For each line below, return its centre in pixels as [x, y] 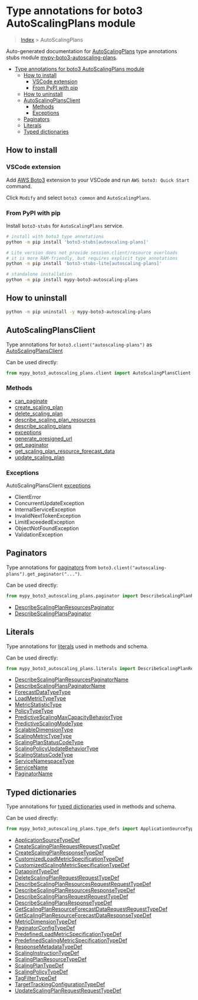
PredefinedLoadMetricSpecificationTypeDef [68, 934]
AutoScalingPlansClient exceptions [49, 486]
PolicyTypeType [34, 711]
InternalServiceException [45, 509]
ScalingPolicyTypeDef [41, 972]
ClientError [28, 497]
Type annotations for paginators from [52, 567]
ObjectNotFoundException [47, 528]
